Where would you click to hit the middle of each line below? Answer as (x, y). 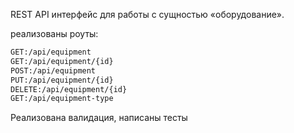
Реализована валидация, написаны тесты (99, 118)
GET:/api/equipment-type (62, 99)
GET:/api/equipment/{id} (62, 61)
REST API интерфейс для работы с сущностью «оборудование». (147, 14)
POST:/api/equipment (53, 70)
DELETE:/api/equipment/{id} (69, 89)
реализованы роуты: (54, 33)
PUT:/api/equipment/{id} (62, 80)
